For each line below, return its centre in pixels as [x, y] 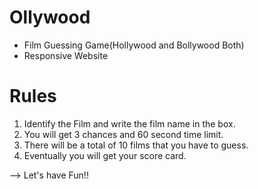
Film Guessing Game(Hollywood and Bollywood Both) [134, 45]
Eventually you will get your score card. [105, 155]
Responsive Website [66, 55]
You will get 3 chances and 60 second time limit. [123, 134]
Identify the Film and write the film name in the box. [129, 123]
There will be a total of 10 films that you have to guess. [136, 145]
